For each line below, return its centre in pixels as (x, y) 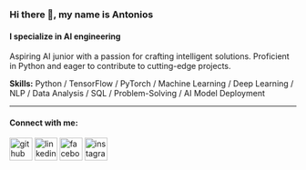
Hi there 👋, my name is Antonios (82, 15)
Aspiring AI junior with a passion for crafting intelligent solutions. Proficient (149, 56)
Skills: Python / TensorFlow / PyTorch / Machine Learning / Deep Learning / (152, 84)
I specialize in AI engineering (65, 36)
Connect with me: (44, 123)
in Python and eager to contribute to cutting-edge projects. (120, 66)
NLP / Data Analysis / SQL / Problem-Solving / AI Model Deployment (138, 94)
